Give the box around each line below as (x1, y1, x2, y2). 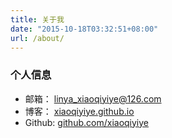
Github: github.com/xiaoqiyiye (24, 116, 149, 128)
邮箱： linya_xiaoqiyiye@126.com (24, 92, 162, 105)
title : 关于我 (10, 14, 65, 25)
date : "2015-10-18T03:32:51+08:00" (10, 24, 159, 34)
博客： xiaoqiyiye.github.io (24, 105, 135, 117)
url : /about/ (10, 33, 65, 43)
